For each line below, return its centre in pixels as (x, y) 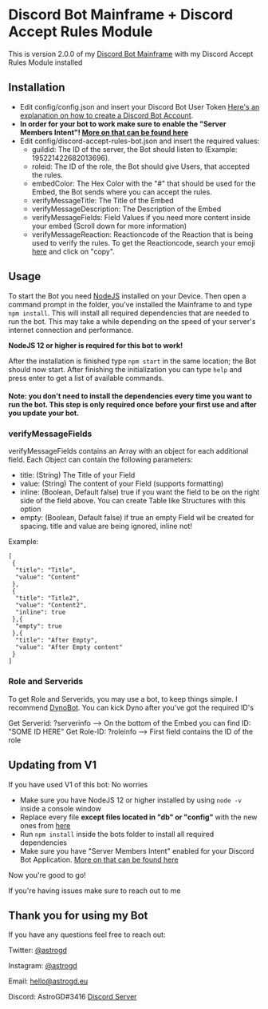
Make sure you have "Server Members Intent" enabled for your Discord (137, 851)
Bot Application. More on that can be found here (99, 859)
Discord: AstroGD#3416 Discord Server (73, 997)
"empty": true (39, 627)
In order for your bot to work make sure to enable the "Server (123, 124)
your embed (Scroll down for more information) (109, 226)
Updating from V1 (53, 765)
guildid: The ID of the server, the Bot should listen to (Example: (134, 149)
